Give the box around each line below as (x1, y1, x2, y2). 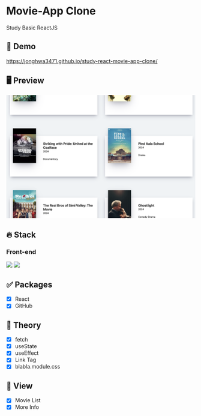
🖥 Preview (6, 76, 44, 86)
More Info (14, 403, 40, 411)
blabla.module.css (14, 363, 61, 370)
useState (14, 343, 37, 350)
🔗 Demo (6, 41, 36, 52)
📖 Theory (6, 320, 41, 330)
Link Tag (14, 356, 37, 364)
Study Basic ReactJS (6, 24, 58, 31)
